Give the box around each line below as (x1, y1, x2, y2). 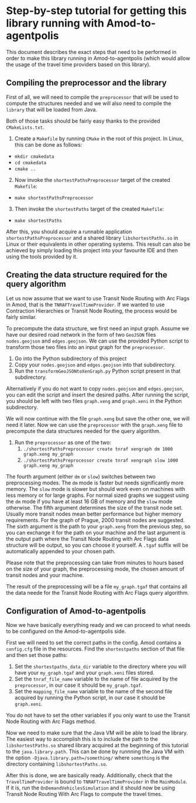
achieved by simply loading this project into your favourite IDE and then (6, 246, 178, 253)
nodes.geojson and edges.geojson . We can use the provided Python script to (6, 337, 189, 344)
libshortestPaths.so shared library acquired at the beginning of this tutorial (6, 742, 189, 749)
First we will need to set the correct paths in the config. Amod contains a (6, 639, 181, 646)
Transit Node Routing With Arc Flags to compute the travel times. (6, 791, 163, 798)
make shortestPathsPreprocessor (14, 195, 94, 201)
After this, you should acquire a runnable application (6, 228, 132, 235)
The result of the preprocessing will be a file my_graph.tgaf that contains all (6, 582, 187, 590)
